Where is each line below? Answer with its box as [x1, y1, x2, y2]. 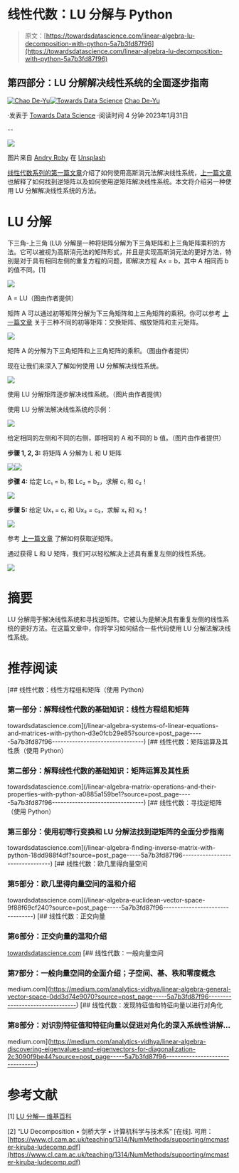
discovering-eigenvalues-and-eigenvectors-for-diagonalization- [7, 1044, 196, 1053]
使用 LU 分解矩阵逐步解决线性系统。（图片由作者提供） [7, 389, 166, 399]
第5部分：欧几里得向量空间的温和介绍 [7, 879, 137, 889]
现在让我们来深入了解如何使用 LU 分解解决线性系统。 [7, 361, 163, 370]
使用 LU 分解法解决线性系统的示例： [7, 405, 113, 414]
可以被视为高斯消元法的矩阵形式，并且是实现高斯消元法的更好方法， [26, 247, 225, 256]
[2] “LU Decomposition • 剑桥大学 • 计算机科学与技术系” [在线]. [7, 1127, 193, 1135]
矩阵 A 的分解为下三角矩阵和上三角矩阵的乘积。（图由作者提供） [7, 346, 193, 354]
